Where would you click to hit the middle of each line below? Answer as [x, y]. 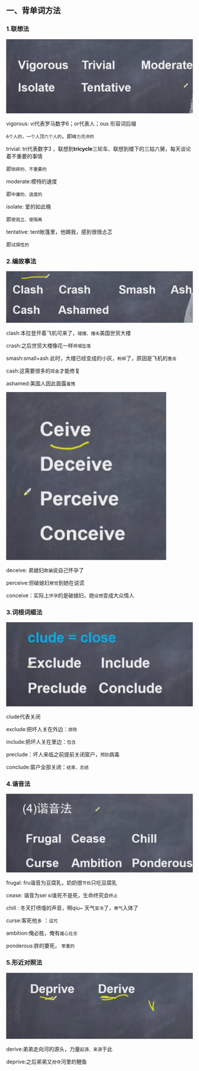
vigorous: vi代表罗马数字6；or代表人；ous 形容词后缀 [71, 123]
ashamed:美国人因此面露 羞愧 [41, 383]
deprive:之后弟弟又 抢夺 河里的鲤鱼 [46, 1062]
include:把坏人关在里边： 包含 [41, 742]
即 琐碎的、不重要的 [27, 168]
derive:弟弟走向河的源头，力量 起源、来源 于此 [59, 1049]
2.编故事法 [21, 261]
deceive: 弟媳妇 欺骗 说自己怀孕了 [45, 570]
